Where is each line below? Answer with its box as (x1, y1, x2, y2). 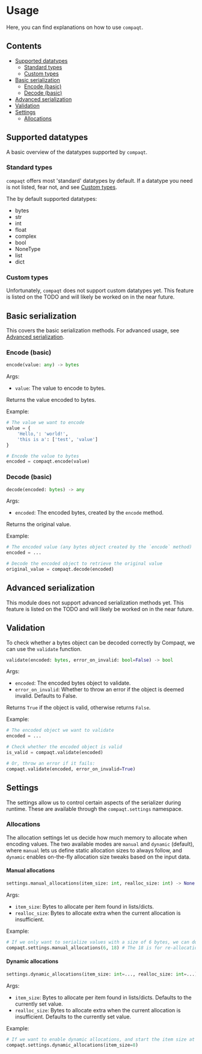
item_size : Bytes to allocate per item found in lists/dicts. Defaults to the (14, 994, 192, 1001)
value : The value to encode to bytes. (14, 384, 106, 392)
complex (14, 232, 37, 240)
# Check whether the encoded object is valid (6, 744, 122, 750)
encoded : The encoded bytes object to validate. (14, 679, 131, 687)
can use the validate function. (6, 645, 82, 652)
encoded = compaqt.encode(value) (6, 459, 90, 465)
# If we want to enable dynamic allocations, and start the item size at (6, 1036, 195, 1043)
